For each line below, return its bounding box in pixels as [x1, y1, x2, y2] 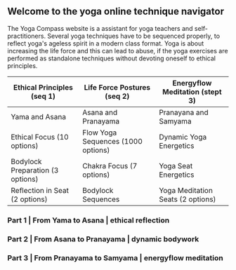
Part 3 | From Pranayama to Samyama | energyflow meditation [7, 252, 223, 262]
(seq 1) [30, 91, 56, 101]
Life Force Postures [84, 82, 151, 92]
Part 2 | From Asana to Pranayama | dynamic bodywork [7, 234, 199, 244]
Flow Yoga [82, 128, 117, 137]
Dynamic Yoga [159, 132, 207, 142]
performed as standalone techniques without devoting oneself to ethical [7, 54, 216, 62]
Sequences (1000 [82, 136, 143, 146]
